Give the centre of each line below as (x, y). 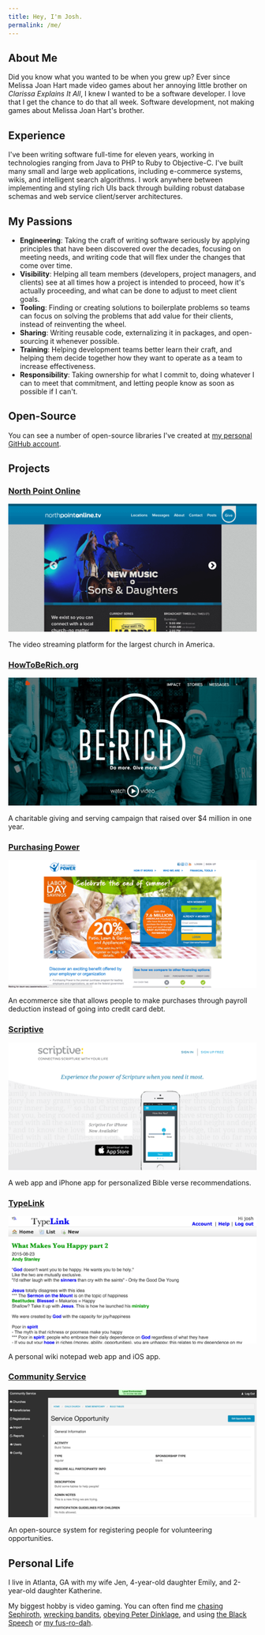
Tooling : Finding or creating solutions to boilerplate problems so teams (135, 307)
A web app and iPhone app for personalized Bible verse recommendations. (130, 1182)
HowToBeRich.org (43, 665)
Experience (37, 136)
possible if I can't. (49, 391)
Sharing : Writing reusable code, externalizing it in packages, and (125, 333)
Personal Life (41, 1563)
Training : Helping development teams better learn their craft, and (126, 349)
